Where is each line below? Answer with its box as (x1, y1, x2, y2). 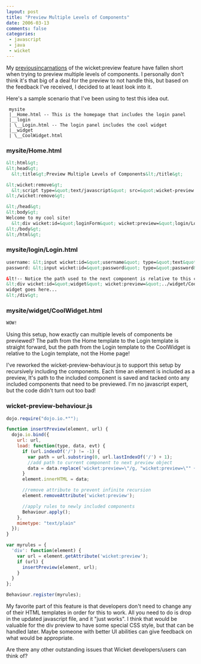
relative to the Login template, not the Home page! (6, 350, 130, 357)
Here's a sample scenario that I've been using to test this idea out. (6, 95, 169, 102)
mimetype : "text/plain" (17, 520, 77, 526)
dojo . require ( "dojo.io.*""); (6, 415, 79, 422)
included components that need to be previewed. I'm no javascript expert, (6, 380, 188, 388)
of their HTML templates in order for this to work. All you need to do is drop (6, 609, 191, 616)
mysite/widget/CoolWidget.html (6, 306, 103, 315)
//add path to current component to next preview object (28, 459, 172, 465)
